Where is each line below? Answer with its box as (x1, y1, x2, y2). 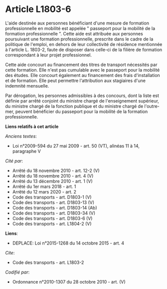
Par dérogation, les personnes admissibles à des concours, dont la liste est (5, 92, 160, 98)
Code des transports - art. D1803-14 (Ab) (12, 204, 97, 210)
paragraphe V (12, 148, 41, 154)
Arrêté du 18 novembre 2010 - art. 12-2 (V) (12, 167, 100, 173)
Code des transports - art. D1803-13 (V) (12, 199, 95, 205)
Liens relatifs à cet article (5, 123, 59, 129)
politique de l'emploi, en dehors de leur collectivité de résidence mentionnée (5, 41, 163, 47)
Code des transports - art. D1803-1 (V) (12, 194, 92, 200)
